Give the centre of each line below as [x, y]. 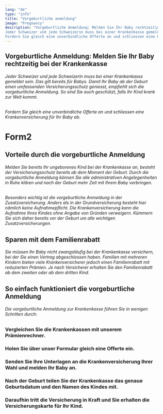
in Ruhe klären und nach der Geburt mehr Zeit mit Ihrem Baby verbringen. [79, 182]
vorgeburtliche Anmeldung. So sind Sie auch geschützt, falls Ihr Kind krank [80, 92]
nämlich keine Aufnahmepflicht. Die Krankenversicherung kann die [72, 208]
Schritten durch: [21, 314]
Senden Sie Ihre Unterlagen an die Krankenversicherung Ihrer [79, 362]
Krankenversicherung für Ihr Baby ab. [43, 117]
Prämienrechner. [25, 336]
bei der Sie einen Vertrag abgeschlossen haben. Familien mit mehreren [76, 257]
